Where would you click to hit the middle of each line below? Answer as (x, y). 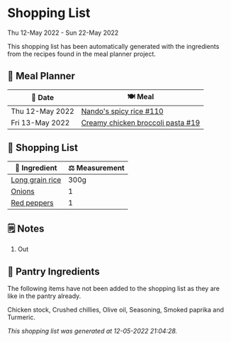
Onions (23, 191)
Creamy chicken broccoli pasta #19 (141, 122)
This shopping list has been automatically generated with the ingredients (113, 46)
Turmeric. (22, 317)
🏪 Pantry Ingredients (54, 272)
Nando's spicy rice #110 (123, 111)
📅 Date (43, 98)
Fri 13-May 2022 (40, 122)
